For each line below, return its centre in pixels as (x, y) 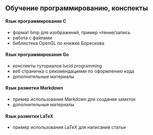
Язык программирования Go (37, 54)
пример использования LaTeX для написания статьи (69, 127)
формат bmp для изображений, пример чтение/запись (71, 32)
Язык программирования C (36, 21)
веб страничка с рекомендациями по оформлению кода (73, 71)
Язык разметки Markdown (34, 88)
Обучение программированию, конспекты (77, 8)
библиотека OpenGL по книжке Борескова (58, 43)
